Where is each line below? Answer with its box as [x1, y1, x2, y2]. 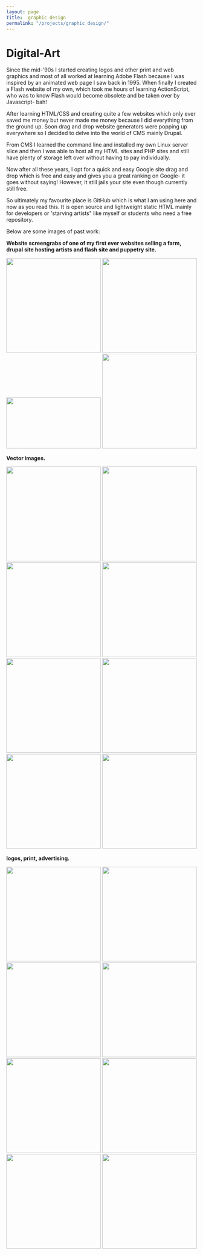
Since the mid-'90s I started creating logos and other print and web [6, 66, 174, 73]
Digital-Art [6, 46, 60, 60]
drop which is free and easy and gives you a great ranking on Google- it [6, 172, 185, 179]
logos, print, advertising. [6, 855, 70, 862]
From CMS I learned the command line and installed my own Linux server [6, 141, 188, 148]
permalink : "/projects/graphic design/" [6, 20, 110, 26]
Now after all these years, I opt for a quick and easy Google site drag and [6, 166, 188, 173]
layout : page [6, 8, 39, 15]
